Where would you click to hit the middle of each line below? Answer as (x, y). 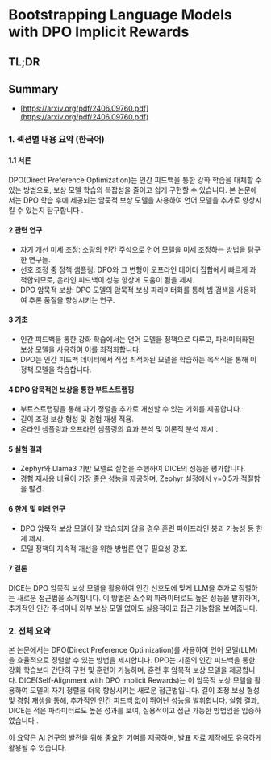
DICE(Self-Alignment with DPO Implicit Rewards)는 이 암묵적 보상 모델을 (135, 680)
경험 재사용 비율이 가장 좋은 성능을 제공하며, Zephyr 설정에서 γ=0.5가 (129, 478)
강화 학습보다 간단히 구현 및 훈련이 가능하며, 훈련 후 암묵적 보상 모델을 (118, 670)
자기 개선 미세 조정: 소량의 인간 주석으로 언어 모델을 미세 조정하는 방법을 (133, 249)
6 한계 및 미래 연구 (37, 508)
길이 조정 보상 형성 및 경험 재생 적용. (77, 419)
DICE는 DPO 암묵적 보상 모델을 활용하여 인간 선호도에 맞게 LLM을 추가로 (123, 587)
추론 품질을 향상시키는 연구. (72, 299)
